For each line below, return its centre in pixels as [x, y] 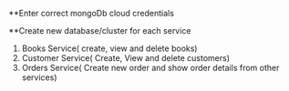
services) [39, 77]
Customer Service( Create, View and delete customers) [125, 58]
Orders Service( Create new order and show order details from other [150, 68]
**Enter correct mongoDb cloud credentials [92, 13]
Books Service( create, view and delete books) [109, 48]
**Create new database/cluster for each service [100, 30]
